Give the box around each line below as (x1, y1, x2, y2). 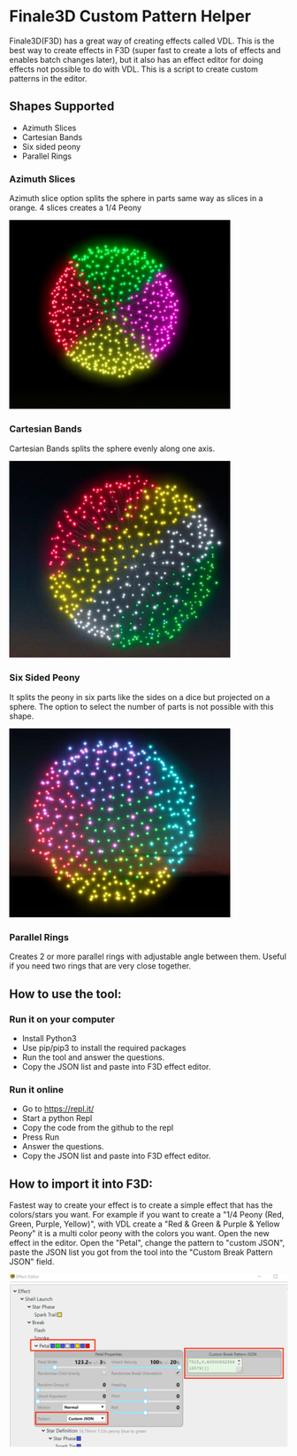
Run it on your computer (9, 1013, 116, 1025)
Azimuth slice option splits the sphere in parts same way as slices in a (9, 193, 263, 204)
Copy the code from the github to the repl (21, 1123, 174, 1133)
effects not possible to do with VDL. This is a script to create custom (9, 64, 258, 74)
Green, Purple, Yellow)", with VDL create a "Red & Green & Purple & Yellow (9, 1219, 280, 1229)
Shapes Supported (9, 99, 115, 114)
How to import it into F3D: (9, 1176, 153, 1191)
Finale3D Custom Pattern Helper (9, 6, 252, 27)
